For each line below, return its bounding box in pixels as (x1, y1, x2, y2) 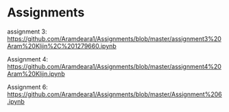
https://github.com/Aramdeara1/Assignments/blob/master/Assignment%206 (7, 90, 222, 98)
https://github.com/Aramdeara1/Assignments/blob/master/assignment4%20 (7, 62, 221, 70)
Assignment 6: (7, 83, 48, 91)
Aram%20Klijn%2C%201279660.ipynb (7, 42, 117, 50)
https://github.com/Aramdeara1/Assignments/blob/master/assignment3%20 (7, 34, 221, 42)
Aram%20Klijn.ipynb (7, 70, 65, 78)
